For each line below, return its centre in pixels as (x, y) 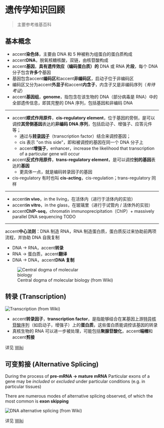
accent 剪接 (23, 337)
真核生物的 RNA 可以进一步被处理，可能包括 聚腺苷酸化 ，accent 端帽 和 (82, 331)
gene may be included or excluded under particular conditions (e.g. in (75, 382)
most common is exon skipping (37, 401)
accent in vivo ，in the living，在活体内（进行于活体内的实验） (74, 199)
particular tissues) (23, 387)
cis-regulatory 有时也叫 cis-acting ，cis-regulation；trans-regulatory (81, 178)
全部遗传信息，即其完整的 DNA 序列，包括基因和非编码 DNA (72, 102)
